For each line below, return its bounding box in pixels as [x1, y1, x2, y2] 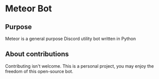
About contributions [5, 50, 69, 58]
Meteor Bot [5, 3, 52, 14]
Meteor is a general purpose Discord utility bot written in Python [5, 36, 136, 41]
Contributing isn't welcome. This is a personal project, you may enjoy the [5, 63, 154, 69]
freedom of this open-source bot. [5, 68, 73, 74]
